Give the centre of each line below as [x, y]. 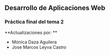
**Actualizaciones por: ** [31, 32]
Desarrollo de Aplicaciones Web [55, 8]
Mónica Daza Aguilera [34, 42]
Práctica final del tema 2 [34, 22]
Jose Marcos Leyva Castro [39, 47]
